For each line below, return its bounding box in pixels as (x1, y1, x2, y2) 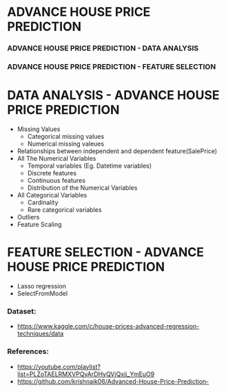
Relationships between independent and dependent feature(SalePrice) (17, 146, 218, 155)
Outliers (17, 213, 40, 221)
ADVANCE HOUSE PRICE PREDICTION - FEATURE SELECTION (7, 62, 216, 72)
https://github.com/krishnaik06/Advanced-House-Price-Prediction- (17, 377, 209, 385)
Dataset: (7, 306, 37, 316)
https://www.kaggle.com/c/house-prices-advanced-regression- (17, 322, 200, 331)
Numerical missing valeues (27, 139, 105, 148)
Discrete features (27, 168, 77, 177)
